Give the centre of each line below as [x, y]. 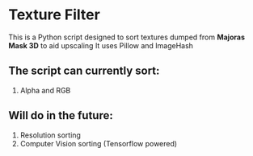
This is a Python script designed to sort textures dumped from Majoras [126, 37]
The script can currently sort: [84, 71]
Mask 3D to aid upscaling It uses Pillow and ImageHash [101, 45]
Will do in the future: [61, 115]
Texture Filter [55, 15]
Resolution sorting [50, 135]
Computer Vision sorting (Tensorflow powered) [99, 143]
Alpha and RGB [45, 90]
